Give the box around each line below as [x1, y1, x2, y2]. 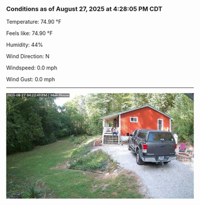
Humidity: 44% [6, 41, 43, 49]
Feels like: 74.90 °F [6, 30, 53, 37]
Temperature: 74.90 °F [6, 18, 61, 26]
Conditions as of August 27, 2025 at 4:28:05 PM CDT [6, 5, 162, 13]
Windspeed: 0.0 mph [6, 64, 58, 71]
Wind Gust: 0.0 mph [6, 76, 55, 83]
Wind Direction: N [6, 53, 49, 60]
